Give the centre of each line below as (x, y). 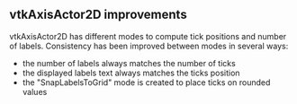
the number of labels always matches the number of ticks (129, 63)
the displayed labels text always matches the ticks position (131, 73)
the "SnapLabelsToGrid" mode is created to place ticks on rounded (146, 82)
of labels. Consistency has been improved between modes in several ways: (149, 46)
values (35, 91)
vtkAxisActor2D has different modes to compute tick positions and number (148, 36)
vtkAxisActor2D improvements (98, 15)
